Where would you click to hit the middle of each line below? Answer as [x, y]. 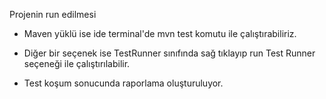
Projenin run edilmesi [53, 14]
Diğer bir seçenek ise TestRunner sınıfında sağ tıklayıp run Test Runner [169, 53]
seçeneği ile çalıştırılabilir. [77, 63]
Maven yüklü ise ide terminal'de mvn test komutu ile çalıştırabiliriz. [160, 33]
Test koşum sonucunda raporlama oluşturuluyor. [123, 83]
